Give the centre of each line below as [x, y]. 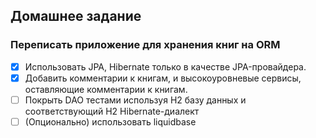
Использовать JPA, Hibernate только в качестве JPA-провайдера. [165, 66]
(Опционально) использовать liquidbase [110, 121]
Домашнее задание [76, 16]
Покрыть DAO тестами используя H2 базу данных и [135, 100]
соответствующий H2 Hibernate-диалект [112, 111]
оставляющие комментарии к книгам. [106, 89]
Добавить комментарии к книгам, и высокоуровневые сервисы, [163, 78]
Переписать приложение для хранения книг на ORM [145, 45]
